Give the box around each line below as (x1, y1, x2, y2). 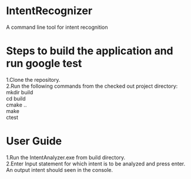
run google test (6, 57, 82, 70)
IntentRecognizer (6, 4, 93, 18)
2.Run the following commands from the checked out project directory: (6, 82, 178, 89)
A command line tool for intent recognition (6, 24, 108, 31)
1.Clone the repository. (6, 76, 61, 83)
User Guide (6, 134, 62, 148)
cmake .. (6, 101, 27, 108)
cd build (6, 95, 26, 102)
